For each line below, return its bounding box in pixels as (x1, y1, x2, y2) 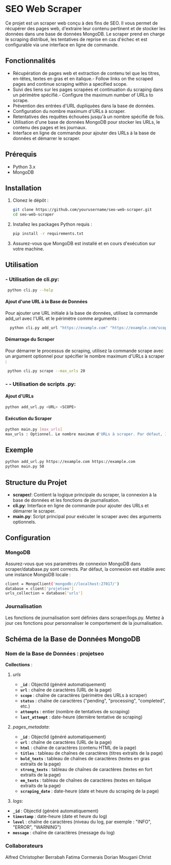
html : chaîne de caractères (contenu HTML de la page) (20, 744, 136, 751)
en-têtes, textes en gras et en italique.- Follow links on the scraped (12, 75, 153, 82)
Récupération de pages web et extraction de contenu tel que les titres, (12, 70, 160, 76)
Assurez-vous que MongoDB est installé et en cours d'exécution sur (12, 241, 156, 246)
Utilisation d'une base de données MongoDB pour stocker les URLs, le (12, 119, 160, 125)
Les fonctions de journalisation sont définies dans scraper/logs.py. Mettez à (5, 614, 164, 621)
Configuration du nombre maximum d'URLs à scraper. (12, 108, 126, 114)
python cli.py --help (7, 287, 53, 293)
